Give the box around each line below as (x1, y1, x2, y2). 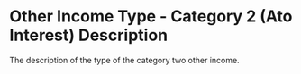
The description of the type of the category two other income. (9, 54, 241, 65)
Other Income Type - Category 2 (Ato (9, 6, 293, 27)
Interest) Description (9, 25, 169, 45)
